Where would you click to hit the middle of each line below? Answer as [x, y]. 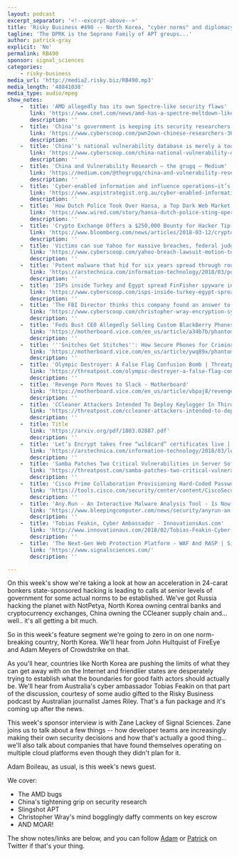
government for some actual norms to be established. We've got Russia [112, 598]
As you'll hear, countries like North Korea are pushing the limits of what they [118, 663]
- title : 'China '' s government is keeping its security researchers [126, 126]
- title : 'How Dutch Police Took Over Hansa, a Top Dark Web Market [126, 206]
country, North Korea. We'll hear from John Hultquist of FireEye [127, 642]
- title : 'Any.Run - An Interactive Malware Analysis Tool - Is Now [126, 504]
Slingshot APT [38, 809]
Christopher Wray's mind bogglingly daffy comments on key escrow [117, 817]
